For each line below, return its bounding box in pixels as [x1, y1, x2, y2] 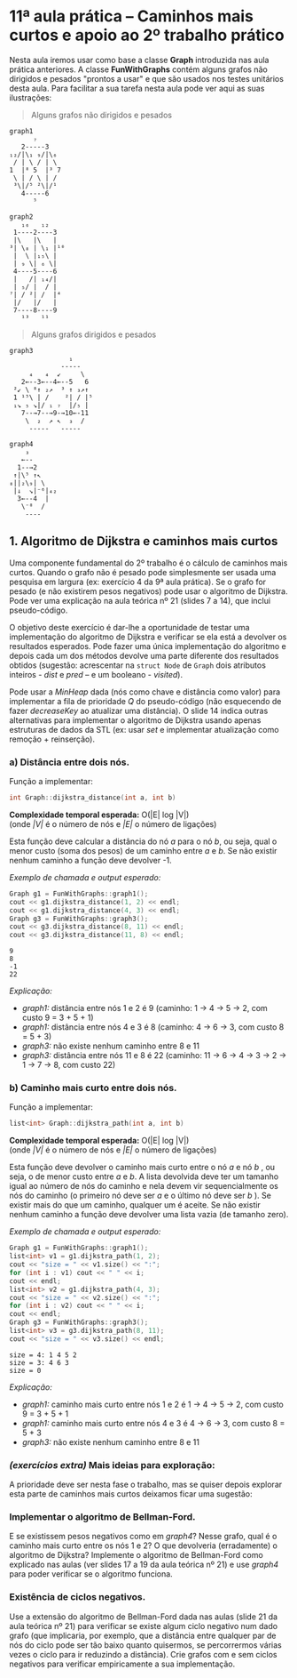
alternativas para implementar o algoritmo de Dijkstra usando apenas [9, 714, 262, 726]
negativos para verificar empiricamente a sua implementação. [9, 1658, 236, 1669]
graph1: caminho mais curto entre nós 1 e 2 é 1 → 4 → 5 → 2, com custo [21, 1399, 284, 1409]
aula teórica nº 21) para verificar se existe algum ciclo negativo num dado [9, 1620, 277, 1631]
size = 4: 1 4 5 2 [9, 1350, 77, 1360]
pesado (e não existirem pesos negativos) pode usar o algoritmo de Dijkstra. [9, 585, 288, 597]
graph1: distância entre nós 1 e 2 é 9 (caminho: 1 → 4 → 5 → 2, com [21, 1003, 268, 1014]
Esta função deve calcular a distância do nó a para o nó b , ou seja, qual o [9, 836, 277, 847]
